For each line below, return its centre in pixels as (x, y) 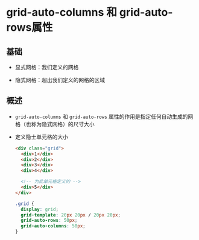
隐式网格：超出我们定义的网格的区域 (60, 80)
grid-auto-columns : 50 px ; (53, 226)
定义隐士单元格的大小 (41, 137)
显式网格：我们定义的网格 (47, 67)
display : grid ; (40, 209)
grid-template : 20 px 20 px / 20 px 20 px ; (71, 215)
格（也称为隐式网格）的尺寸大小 (55, 124)
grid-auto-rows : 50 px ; (49, 221)
